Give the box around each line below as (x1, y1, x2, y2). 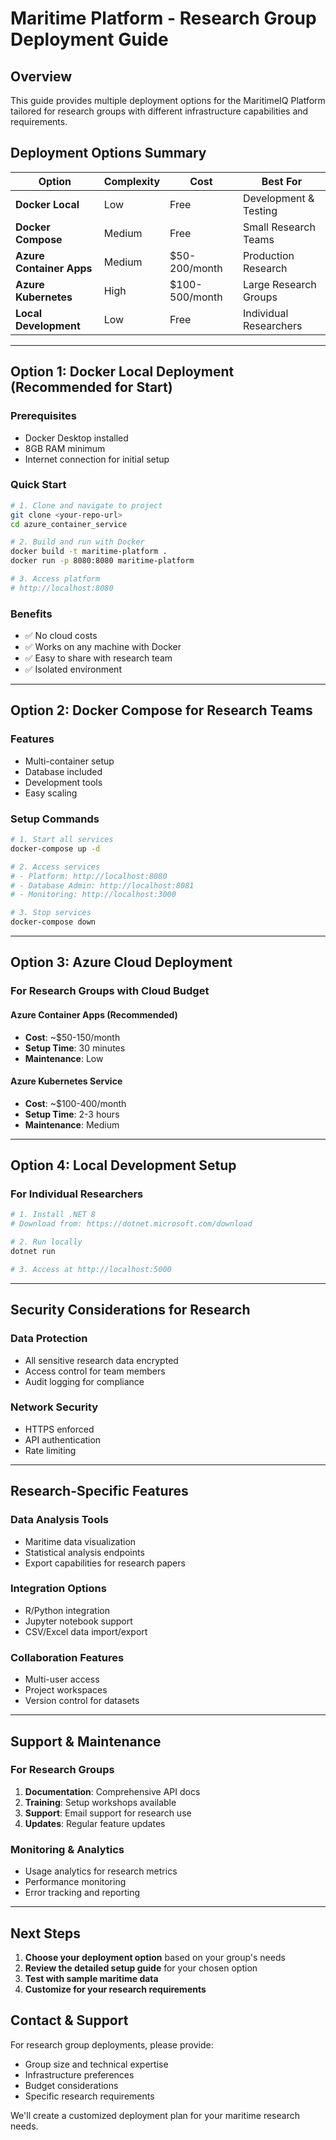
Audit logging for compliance (24, 1375, 145, 1387)
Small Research (242, 220, 316, 234)
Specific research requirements (24, 2090, 155, 2102)
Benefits (10, 607, 53, 621)
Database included (24, 765, 103, 777)
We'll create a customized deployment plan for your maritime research (10, 2109, 300, 2121)
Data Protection (10, 1332, 88, 1346)
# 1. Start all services (10, 835, 114, 845)
